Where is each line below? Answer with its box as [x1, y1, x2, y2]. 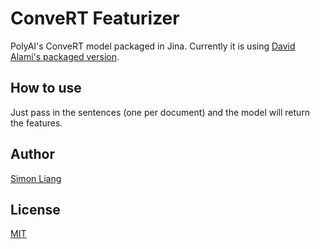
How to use [10, 80, 82, 97]
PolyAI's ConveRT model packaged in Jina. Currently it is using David [10, 40, 296, 52]
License [10, 201, 61, 218]
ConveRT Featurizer [10, 7, 180, 30]
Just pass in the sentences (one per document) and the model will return [10, 106, 311, 118]
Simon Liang [10, 172, 62, 184]
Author [10, 146, 55, 163]
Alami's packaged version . [10, 50, 120, 62]
